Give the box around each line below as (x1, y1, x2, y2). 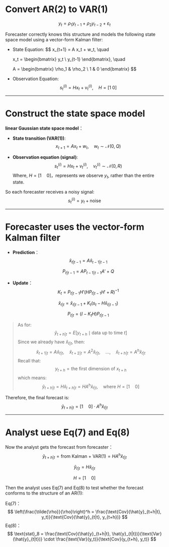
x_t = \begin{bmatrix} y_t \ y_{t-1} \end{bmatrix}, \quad (12, 56, 126, 62)
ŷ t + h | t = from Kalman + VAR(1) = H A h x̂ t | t (42, 452, 127, 460)
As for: (17, 322, 32, 328)
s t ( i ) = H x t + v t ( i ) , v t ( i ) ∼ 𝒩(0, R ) (54, 162, 122, 170)
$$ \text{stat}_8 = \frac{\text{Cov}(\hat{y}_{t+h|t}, (7, 531, 111, 537)
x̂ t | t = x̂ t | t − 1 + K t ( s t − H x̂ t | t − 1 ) (58, 300, 119, 307)
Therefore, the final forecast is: (5, 394, 69, 400)
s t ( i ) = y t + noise (67, 197, 102, 205)
